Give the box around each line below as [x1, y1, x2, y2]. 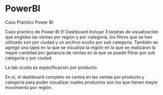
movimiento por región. [5, 84, 53, 90]
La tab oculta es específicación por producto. [5, 64, 98, 70]
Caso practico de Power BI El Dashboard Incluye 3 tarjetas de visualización [5, 29, 159, 34]
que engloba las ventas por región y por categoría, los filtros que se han [5, 34, 153, 40]
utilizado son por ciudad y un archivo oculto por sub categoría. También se [5, 39, 158, 45]
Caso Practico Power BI [5, 19, 54, 25]
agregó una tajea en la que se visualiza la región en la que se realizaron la [5, 44, 156, 50]
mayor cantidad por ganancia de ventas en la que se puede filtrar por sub [5, 50, 156, 56]
